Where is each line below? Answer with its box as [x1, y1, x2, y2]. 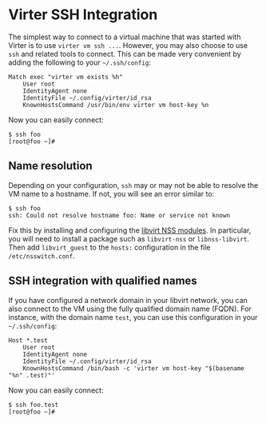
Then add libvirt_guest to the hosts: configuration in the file [8, 242, 211, 252]
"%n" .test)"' [8, 371, 56, 379]
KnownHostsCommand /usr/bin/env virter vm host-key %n [22, 101, 209, 109]
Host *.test [8, 336, 48, 345]
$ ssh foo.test [8, 401, 59, 409]
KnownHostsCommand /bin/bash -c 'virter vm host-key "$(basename [22, 364, 245, 373]
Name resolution [8, 159, 93, 173]
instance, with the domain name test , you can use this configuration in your [8, 312, 258, 321]
